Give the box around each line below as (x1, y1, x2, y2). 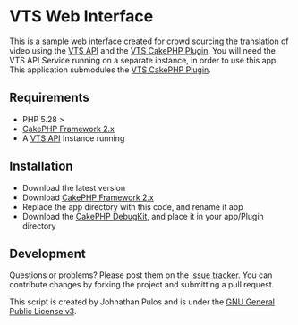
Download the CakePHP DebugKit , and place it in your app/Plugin (21, 211, 264, 221)
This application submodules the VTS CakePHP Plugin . (9, 64, 212, 75)
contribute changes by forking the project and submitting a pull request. (9, 279, 275, 290)
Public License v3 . (9, 306, 77, 317)
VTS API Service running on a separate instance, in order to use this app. (9, 54, 279, 65)
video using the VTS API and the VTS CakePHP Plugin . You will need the (9, 45, 276, 55)
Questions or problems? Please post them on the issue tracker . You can (9, 270, 273, 280)
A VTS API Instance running (21, 132, 125, 144)
